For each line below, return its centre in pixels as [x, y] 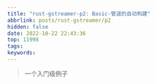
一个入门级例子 [46, 73]
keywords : [22, 53]
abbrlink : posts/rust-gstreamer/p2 [59, 20]
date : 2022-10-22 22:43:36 [47, 33]
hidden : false [28, 27]
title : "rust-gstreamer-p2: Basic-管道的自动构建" [79, 14]
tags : [15, 46]
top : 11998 [23, 40]
